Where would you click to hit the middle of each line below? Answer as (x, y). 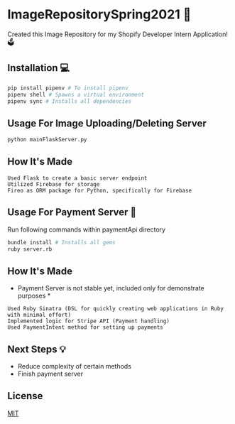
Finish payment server (50, 374)
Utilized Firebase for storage (54, 184)
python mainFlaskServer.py (47, 140)
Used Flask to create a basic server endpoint (77, 178)
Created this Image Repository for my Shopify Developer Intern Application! (118, 34)
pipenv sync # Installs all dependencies (70, 101)
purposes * (34, 296)
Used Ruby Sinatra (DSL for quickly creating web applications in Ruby (115, 309)
